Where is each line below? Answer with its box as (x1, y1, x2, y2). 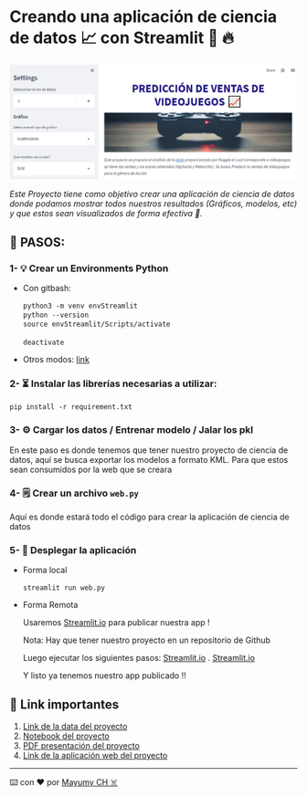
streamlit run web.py (22, 583, 105, 593)
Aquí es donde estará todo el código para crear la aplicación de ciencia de (9, 511, 290, 522)
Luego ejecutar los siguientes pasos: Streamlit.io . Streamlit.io (22, 653, 256, 664)
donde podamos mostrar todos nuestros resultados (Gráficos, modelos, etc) (9, 198, 298, 209)
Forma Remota (22, 600, 79, 611)
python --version (22, 310, 90, 320)
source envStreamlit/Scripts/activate (22, 320, 171, 329)
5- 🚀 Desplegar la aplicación (9, 543, 137, 556)
